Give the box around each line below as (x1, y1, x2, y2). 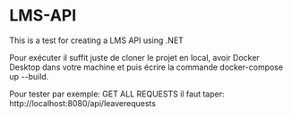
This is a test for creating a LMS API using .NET (9, 35, 184, 46)
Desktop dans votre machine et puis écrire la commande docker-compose (9, 62, 284, 72)
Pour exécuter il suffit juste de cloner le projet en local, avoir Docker (9, 52, 260, 63)
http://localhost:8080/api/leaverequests (9, 97, 157, 108)
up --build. (9, 71, 49, 81)
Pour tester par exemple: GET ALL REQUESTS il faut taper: (9, 88, 226, 99)
